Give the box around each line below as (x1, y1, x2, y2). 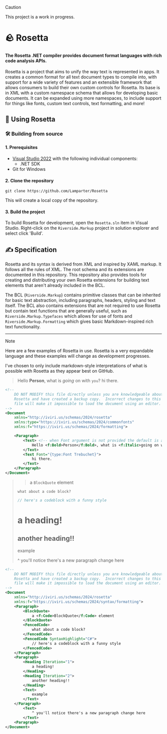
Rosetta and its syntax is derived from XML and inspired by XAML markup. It (5, 261, 162, 267)
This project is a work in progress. (5, 14, 75, 19)
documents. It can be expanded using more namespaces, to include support (5, 95, 162, 101)
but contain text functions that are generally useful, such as (5, 308, 127, 314)
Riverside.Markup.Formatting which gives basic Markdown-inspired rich (5, 318, 154, 324)
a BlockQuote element (29, 479, 74, 485)
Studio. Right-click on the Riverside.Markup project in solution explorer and (5, 225, 159, 231)
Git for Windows (12, 166, 46, 172)
